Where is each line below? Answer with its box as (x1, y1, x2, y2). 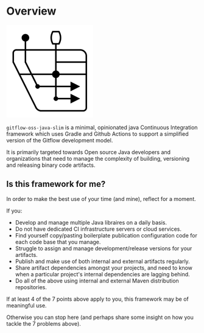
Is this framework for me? (6, 179, 106, 189)
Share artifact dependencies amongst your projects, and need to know (15, 264, 193, 272)
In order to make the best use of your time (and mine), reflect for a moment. (6, 195, 196, 202)
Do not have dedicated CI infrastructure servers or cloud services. (15, 225, 181, 233)
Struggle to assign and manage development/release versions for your (15, 245, 192, 252)
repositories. (15, 283, 47, 290)
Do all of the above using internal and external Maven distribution (15, 277, 180, 284)
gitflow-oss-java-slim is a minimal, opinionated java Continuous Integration (6, 124, 198, 131)
